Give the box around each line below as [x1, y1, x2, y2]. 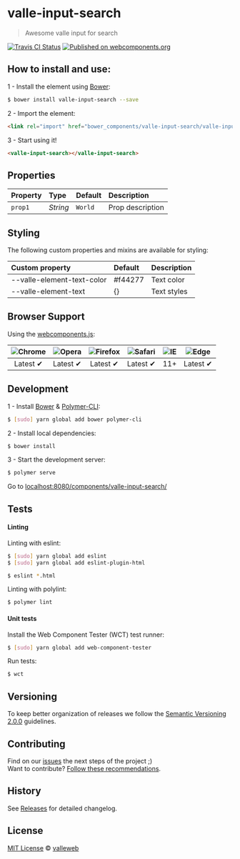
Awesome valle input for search [24, 29, 118, 37]
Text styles [151, 287, 188, 296]
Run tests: [7, 657, 37, 665]
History [7, 785, 41, 798]
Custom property [11, 263, 71, 272]
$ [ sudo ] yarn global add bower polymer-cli [7, 416, 142, 423]
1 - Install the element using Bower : [7, 82, 111, 91]
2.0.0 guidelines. [7, 717, 56, 726]
